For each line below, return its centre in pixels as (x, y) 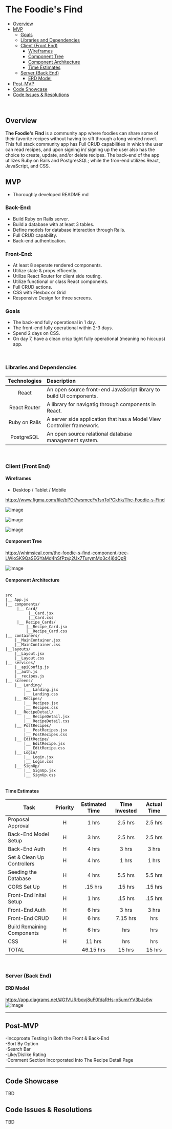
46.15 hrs (94, 950)
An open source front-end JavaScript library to (103, 389)
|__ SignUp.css (40, 775)
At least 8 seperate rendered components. (57, 265)
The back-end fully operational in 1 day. (54, 323)
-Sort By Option (22, 1044)
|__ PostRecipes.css (46, 735)
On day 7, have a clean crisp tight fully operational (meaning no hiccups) (89, 339)
